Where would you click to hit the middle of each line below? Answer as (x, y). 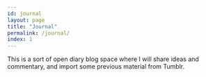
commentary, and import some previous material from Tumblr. (96, 67)
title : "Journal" (32, 26)
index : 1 (20, 40)
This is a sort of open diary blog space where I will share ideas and (103, 59)
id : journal (24, 14)
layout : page (26, 20)
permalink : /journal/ (39, 33)
